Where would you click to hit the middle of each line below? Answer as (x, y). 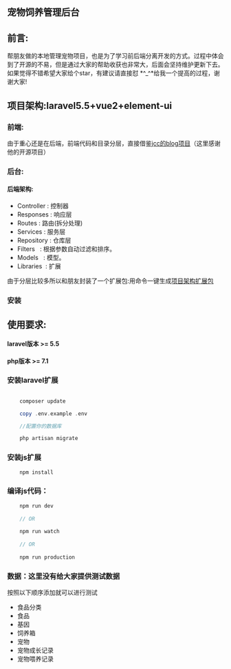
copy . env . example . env (54, 413)
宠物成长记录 (35, 650)
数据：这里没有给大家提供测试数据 (64, 576)
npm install (36, 472)
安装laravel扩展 (33, 380)
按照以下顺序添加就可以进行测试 (52, 592)
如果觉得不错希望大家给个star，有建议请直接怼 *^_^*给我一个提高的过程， (111, 73)
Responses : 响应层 (44, 214)
